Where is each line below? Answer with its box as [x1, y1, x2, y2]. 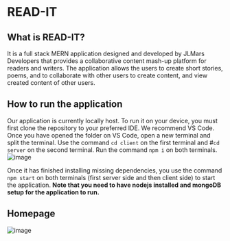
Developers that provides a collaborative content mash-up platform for [7, 57, 207, 65]
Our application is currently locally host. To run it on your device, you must [7, 116, 218, 125]
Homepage [7, 208, 56, 220]
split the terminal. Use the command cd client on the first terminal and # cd [7, 138, 220, 147]
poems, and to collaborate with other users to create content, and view [7, 71, 208, 79]
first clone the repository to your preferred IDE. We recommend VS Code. [7, 124, 215, 132]
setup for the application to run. [7, 188, 100, 196]
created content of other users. [7, 79, 96, 86]
